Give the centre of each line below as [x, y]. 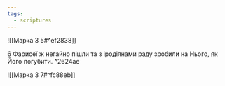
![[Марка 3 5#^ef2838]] [42, 40]
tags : [15, 14]
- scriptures [33, 20]
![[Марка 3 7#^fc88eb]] [41, 75]
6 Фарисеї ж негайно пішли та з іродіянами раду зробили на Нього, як [113, 54]
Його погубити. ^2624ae [43, 61]
